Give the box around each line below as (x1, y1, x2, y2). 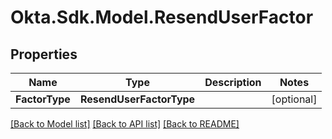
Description (204, 76, 262, 89)
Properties (10, 46, 78, 63)
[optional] (271, 92, 318, 106)
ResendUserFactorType (79, 92, 196, 106)
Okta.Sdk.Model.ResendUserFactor (10, 6, 314, 29)
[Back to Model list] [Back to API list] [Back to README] (10, 118, 240, 130)
